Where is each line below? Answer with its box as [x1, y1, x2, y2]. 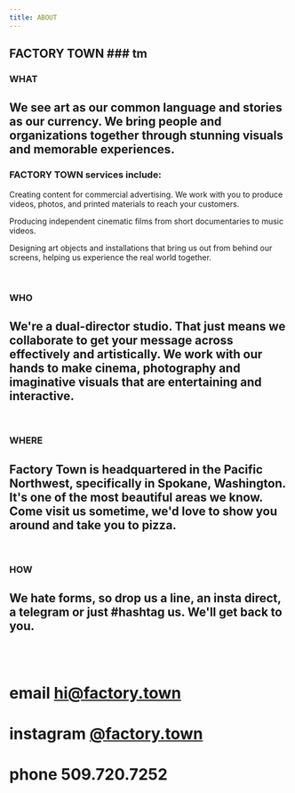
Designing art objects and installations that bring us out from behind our [9, 242, 273, 253]
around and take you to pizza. [9, 518, 177, 533]
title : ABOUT [9, 12, 58, 22]
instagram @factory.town [9, 724, 203, 744]
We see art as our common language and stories [9, 100, 283, 116]
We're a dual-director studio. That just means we [9, 318, 286, 334]
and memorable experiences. [9, 142, 175, 157]
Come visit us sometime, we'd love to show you [9, 503, 278, 519]
